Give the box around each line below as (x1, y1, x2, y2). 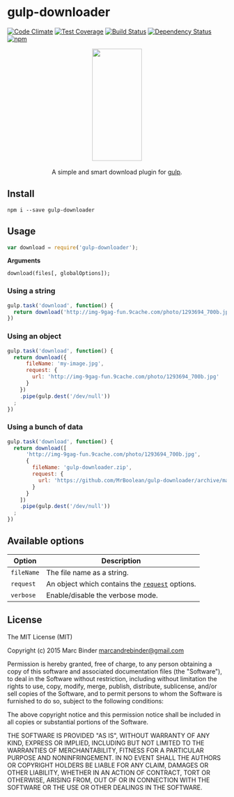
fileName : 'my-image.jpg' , (25, 360, 104, 367)
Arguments (7, 256, 41, 265)
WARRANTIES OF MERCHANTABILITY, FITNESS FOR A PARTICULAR (7, 746, 204, 754)
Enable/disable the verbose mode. (46, 590, 158, 600)
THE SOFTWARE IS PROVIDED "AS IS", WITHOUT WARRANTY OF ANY (7, 731, 210, 740)
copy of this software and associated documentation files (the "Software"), (7, 667, 223, 676)
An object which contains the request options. (46, 579, 196, 588)
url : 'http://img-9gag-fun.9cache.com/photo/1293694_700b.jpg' (32, 373, 219, 380)
